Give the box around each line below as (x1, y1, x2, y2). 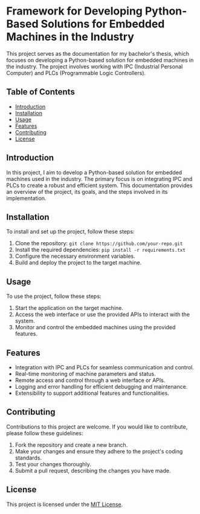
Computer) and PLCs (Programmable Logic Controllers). (6, 69, 146, 76)
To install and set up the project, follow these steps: (6, 228, 135, 236)
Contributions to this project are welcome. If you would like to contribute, (6, 423, 188, 430)
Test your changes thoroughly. (15, 460, 92, 467)
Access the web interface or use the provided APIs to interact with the (15, 311, 190, 318)
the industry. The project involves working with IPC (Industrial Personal (6, 62, 183, 70)
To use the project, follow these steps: (6, 292, 102, 300)
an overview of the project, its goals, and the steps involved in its (6, 188, 168, 195)
